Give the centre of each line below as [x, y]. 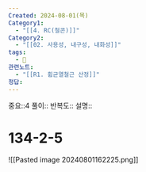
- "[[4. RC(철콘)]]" [48, 30]
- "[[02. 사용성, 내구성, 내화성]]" [68, 45]
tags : [17, 52]
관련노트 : [21, 67]
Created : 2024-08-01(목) [48, 15]
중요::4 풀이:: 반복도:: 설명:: [50, 105]
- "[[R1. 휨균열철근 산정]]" [58, 75]
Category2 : [26, 38]
